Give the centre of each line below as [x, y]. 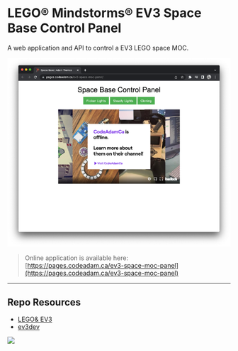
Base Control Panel [64, 28]
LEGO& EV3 [35, 319]
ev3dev [29, 327]
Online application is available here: [76, 258]
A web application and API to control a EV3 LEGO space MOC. [98, 48]
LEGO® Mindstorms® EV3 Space [104, 13]
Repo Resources [44, 302]
